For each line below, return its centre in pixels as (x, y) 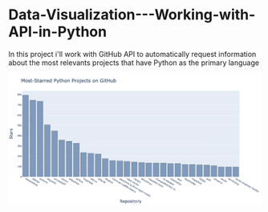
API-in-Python (57, 32)
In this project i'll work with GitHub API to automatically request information (132, 54)
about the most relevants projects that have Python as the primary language (134, 63)
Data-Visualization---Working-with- (132, 15)
